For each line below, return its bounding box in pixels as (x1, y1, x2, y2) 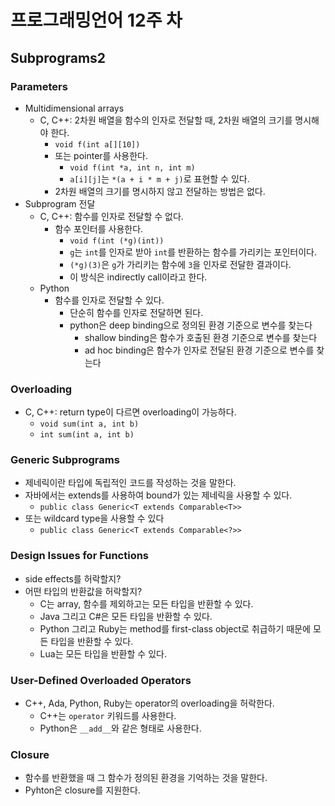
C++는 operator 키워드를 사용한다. (39, 710, 177, 722)
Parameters (10, 79, 68, 93)
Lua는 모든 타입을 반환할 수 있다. (39, 647, 167, 660)
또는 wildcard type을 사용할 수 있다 (24, 512, 165, 525)
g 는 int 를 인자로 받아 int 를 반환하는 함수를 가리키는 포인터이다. (69, 246, 317, 258)
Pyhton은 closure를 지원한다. (24, 784, 141, 796)
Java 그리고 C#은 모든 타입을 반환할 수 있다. (39, 610, 213, 622)
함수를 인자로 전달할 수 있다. (54, 294, 165, 306)
